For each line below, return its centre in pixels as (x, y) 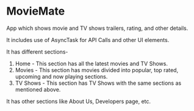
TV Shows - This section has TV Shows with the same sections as (98, 83)
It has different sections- (37, 52)
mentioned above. (38, 89)
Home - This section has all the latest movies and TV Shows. (91, 63)
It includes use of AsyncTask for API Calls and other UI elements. (88, 40)
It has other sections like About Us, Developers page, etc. (79, 101)
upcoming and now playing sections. (61, 76)
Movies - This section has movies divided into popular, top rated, (97, 70)
